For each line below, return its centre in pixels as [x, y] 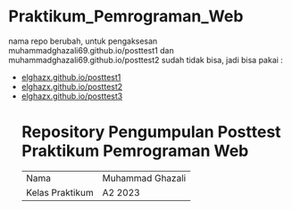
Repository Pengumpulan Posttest [151, 132]
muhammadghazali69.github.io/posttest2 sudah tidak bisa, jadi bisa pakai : [146, 60]
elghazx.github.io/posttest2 [72, 86]
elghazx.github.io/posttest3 [72, 96]
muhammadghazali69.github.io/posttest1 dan [92, 50]
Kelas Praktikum [60, 192]
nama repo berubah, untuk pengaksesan [83, 41]
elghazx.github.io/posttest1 [71, 77]
